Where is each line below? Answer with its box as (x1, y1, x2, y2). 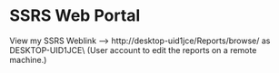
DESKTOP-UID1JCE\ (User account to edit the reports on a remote (9, 44, 257, 55)
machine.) (9, 54, 47, 65)
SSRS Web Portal (9, 5, 141, 26)
